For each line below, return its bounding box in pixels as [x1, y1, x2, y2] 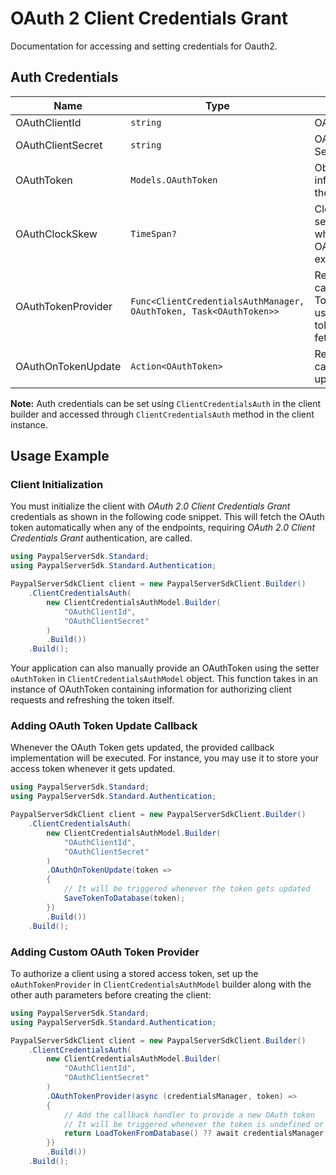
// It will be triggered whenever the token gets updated [63, 884, 311, 894]
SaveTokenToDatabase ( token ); [63, 893, 186, 904]
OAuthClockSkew [15, 227, 98, 241]
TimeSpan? [130, 228, 177, 239]
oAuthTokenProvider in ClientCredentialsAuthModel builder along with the [10, 978, 312, 990]
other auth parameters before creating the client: [10, 988, 212, 1001]
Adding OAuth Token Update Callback [10, 719, 198, 733]
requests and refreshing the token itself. [10, 694, 175, 706]
